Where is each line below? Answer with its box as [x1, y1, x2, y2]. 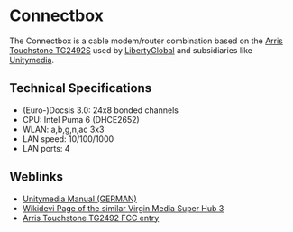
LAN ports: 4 [22, 143, 70, 153]
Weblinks [9, 169, 63, 185]
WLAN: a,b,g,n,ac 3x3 [22, 124, 105, 135]
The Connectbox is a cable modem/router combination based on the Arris [9, 35, 284, 46]
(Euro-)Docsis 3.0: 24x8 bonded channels [22, 105, 179, 116]
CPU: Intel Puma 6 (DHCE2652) [22, 114, 140, 125]
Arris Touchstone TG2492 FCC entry [22, 212, 160, 223]
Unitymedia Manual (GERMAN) [22, 193, 137, 204]
